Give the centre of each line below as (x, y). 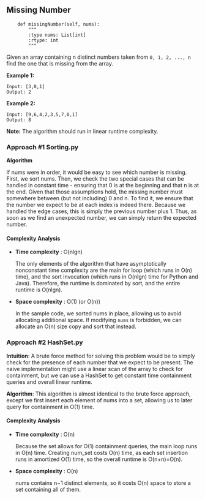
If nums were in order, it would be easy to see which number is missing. (97, 172)
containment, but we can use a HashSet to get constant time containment (99, 375)
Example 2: (21, 103)
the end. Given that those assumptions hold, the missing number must (95, 192)
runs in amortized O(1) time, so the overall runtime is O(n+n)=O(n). (99, 459)
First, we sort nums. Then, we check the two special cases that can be (95, 179)
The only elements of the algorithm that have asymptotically (91, 264)
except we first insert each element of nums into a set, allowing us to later (99, 400)
